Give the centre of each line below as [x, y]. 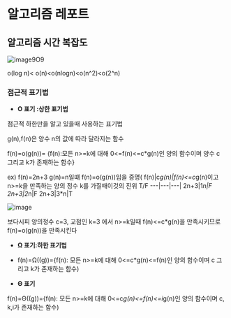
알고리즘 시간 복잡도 [47, 42]
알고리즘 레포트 [48, 14]
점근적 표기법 [28, 92]
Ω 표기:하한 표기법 [42, 245]
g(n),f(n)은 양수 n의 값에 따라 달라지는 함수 [66, 139]
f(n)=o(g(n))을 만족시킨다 [42, 231]
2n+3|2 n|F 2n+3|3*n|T [40, 194]
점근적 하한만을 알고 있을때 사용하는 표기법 [65, 124]
